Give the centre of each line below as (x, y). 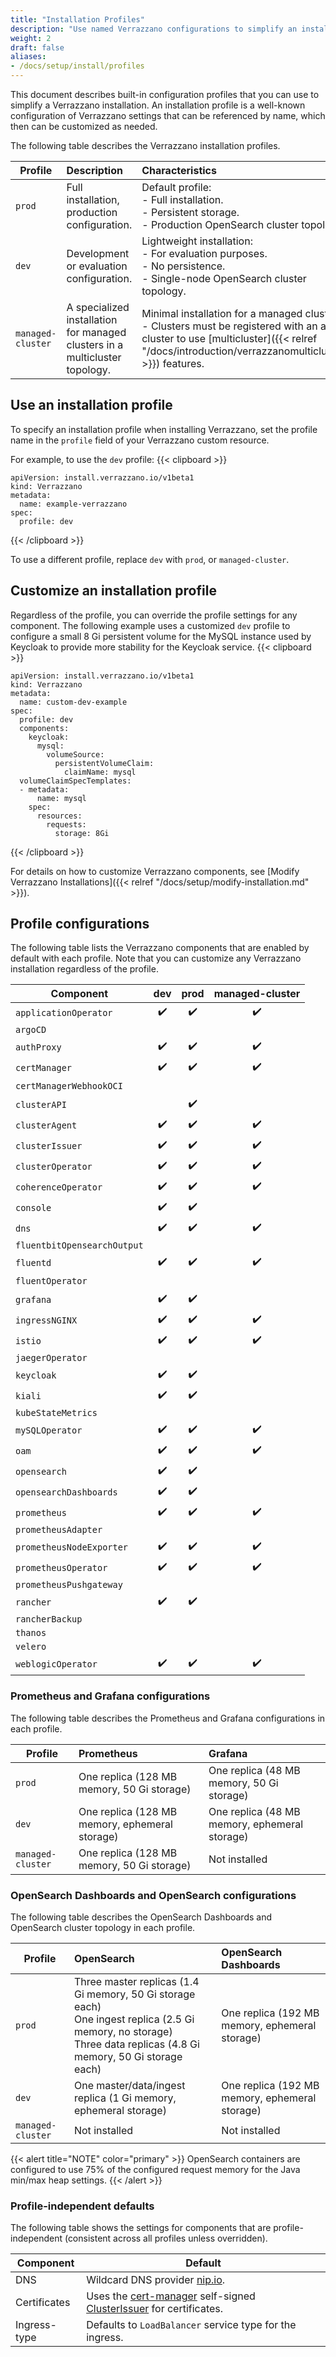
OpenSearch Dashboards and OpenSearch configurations (153, 1895)
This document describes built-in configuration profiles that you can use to (165, 94)
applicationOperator (64, 1012)
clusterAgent (46, 1125)
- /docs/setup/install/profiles (77, 66)
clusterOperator (54, 1166)
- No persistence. (183, 266)
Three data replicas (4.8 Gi (136, 2044)
